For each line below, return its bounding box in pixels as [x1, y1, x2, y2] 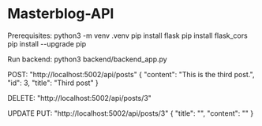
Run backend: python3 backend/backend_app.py [7, 54, 167, 64]
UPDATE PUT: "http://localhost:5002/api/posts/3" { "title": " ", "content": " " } [7, 108, 254, 118]
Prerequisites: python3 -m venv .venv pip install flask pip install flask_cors [7, 31, 248, 40]
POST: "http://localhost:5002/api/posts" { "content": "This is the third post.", [7, 69, 255, 79]
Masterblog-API [7, 5, 114, 23]
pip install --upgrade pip [7, 39, 87, 48]
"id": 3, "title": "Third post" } [7, 78, 99, 87]
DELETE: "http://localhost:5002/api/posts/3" [7, 93, 152, 102]
